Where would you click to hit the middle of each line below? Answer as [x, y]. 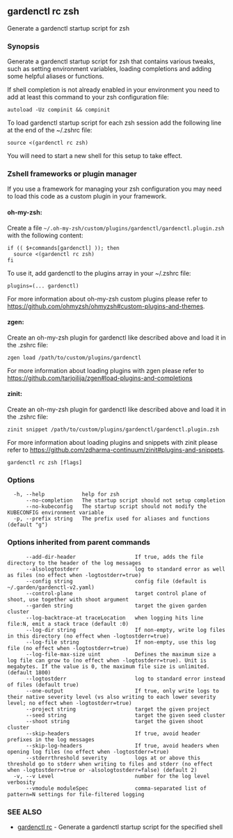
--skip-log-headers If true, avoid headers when [122, 745]
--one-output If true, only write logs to [122, 691]
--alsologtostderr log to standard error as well [126, 569]
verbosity [22, 782]
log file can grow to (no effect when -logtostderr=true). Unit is [107, 661]
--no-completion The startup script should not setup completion [126, 500]
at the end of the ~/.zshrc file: [50, 130]
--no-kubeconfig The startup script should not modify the [116, 507]
